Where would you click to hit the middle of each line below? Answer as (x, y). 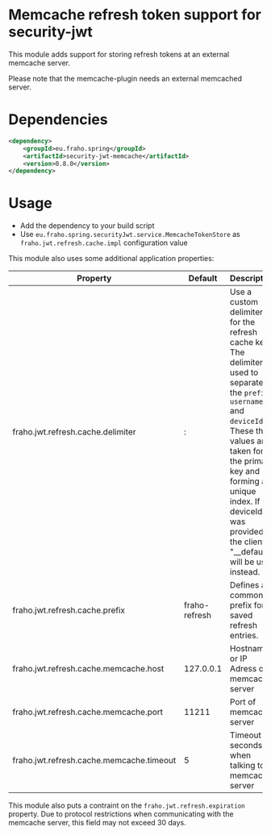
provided (246, 532)
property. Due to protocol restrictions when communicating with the (121, 814)
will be (242, 562)
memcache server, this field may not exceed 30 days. (98, 823)
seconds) (248, 746)
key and (245, 472)
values (242, 441)
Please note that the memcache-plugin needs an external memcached (125, 78)
